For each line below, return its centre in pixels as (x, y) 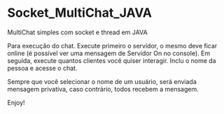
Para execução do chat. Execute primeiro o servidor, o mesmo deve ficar (112, 45)
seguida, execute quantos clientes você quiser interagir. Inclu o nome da (112, 60)
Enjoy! (16, 102)
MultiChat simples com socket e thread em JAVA (78, 32)
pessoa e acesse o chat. (42, 68)
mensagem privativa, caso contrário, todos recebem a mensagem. (103, 89)
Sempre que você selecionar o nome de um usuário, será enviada (102, 81)
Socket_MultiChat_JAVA (80, 13)
